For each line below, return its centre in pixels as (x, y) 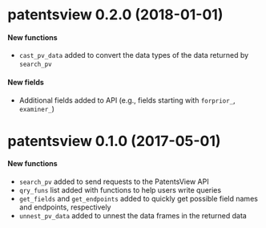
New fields (26, 82)
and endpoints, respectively (65, 207)
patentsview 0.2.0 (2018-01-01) (115, 15)
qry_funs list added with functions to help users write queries (120, 189)
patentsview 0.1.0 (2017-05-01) (114, 141)
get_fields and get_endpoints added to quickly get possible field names (138, 198)
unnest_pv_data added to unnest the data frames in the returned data (133, 215)
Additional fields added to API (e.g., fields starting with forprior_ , (127, 100)
